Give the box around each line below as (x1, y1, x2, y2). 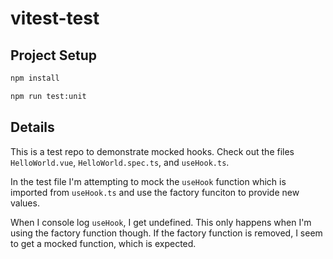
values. (10, 197, 40, 209)
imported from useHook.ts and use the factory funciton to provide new (10, 186, 300, 198)
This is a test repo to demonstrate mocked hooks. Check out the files (10, 145, 295, 157)
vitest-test (10, 7, 100, 30)
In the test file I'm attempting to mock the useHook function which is (10, 175, 287, 187)
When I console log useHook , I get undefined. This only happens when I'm (10, 216, 312, 228)
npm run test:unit (10, 91, 87, 101)
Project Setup (10, 47, 98, 64)
